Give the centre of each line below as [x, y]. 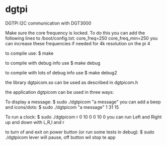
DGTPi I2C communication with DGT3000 [48, 23]
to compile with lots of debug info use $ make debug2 [61, 72]
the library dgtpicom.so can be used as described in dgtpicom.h [72, 82]
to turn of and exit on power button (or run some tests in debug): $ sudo [80, 132]
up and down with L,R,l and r [35, 122]
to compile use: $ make [29, 53]
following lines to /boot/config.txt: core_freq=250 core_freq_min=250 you [81, 38]
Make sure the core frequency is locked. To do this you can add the [75, 33]
